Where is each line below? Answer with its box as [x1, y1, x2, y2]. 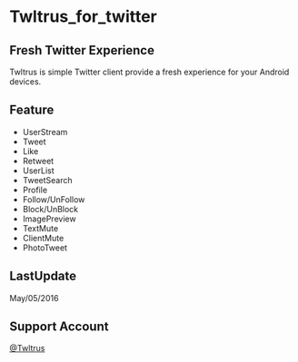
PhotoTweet [22, 242, 68, 253]
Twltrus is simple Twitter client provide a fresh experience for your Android [9, 66, 290, 77]
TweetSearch [22, 174, 73, 185]
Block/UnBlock [22, 203, 79, 214]
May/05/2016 [9, 292, 59, 303]
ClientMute [22, 232, 65, 243]
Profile [22, 184, 48, 195]
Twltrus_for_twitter [9, 6, 157, 27]
